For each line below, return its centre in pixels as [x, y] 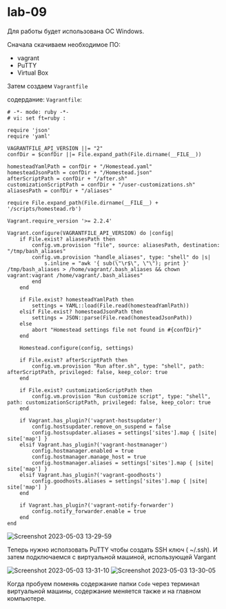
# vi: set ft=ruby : [37, 118]
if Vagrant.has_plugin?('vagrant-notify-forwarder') [97, 505]
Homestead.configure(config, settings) [77, 348]
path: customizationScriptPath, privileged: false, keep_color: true [109, 402]
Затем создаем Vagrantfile [48, 86]
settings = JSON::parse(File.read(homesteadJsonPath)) [112, 318]
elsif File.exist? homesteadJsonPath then [81, 312]
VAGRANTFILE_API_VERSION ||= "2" [55, 148]
